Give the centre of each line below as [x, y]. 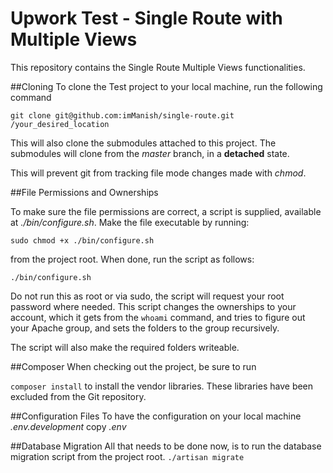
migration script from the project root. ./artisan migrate [127, 456]
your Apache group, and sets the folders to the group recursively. [145, 328]
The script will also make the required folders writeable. [125, 347]
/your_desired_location [60, 124]
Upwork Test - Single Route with [146, 18]
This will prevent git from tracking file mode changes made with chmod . [158, 173]
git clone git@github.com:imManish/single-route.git [122, 115]
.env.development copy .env [68, 426]
